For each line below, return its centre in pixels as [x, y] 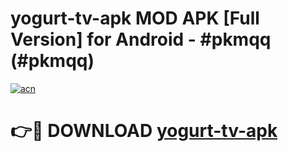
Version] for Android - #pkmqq [141, 39]
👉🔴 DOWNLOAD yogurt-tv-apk [144, 131]
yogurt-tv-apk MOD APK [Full [135, 18]
